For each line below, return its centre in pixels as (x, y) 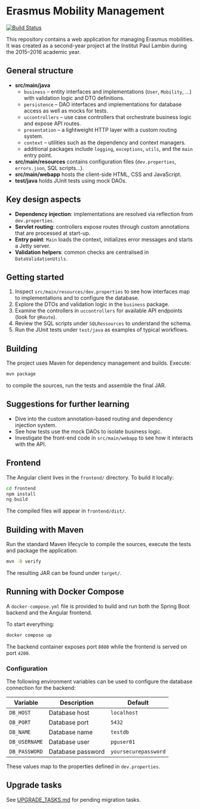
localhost (124, 713)
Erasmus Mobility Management (85, 11)
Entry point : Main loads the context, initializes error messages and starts (104, 239)
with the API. (30, 444)
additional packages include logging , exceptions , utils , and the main (108, 149)
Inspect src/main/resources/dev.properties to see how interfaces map (102, 292)
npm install (21, 494)
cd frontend (21, 488)
